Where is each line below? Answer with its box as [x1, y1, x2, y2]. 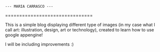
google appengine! [5, 32, 43, 38]
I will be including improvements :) [5, 41, 74, 47]
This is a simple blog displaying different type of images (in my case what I [5, 22, 155, 27]
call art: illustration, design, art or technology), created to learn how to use [5, 27, 155, 33]
